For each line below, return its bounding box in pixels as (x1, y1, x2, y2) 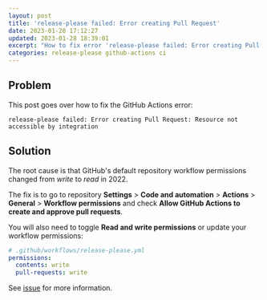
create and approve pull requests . (8, 206, 123, 217)
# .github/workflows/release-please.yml (8, 246, 146, 254)
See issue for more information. (8, 283, 113, 293)
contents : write (15, 261, 70, 270)
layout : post (8, 11, 52, 20)
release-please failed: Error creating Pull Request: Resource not (8, 116, 239, 124)
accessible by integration (8, 122, 99, 131)
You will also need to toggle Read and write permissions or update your (8, 222, 247, 232)
